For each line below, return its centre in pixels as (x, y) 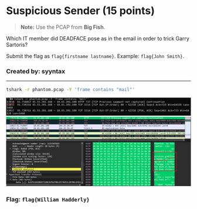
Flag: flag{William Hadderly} (48, 199)
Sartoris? (17, 45)
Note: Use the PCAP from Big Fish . (63, 27)
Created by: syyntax (36, 71)
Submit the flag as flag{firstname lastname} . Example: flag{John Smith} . (95, 56)
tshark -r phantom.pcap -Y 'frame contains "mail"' (70, 90)
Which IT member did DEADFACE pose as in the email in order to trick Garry (98, 38)
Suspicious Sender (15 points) (81, 11)
